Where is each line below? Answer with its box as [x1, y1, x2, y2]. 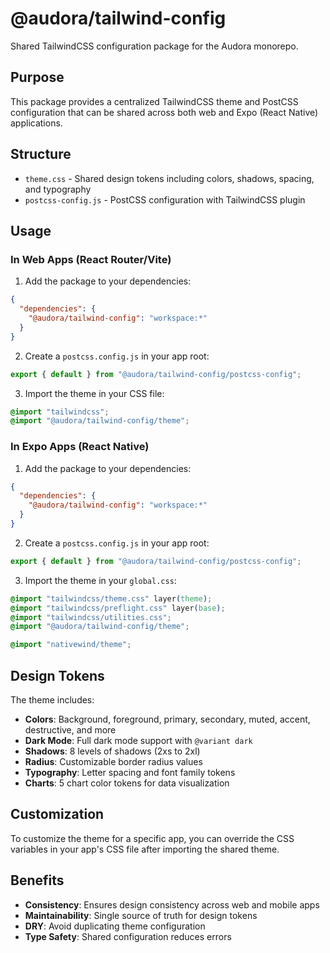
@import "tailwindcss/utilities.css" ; [10, 612, 172, 622]
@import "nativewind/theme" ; [10, 640, 132, 650]
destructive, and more [24, 723, 117, 736]
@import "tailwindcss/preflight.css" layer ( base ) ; [10, 603, 226, 613]
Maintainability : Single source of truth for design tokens [24, 909, 258, 921]
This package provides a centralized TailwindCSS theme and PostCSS [10, 95, 299, 107]
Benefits [10, 872, 65, 889]
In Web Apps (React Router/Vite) [10, 252, 172, 266]
